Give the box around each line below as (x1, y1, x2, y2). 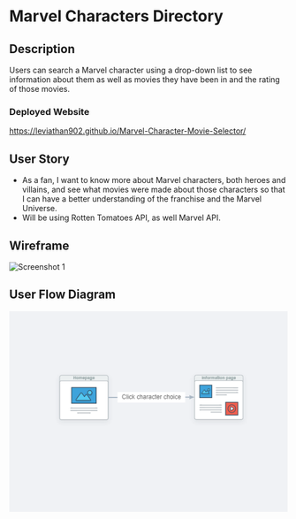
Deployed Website (9, 105, 90, 118)
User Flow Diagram (9, 287, 117, 302)
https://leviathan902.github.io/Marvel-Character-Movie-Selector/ (9, 126, 247, 136)
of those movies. (9, 84, 71, 94)
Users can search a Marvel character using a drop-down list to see (9, 65, 253, 75)
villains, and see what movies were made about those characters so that (21, 184, 285, 195)
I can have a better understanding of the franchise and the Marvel (21, 194, 262, 204)
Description (9, 42, 75, 57)
